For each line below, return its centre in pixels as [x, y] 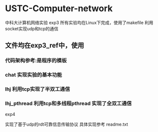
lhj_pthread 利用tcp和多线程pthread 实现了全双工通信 [68, 104]
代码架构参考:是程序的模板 [36, 60]
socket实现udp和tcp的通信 [32, 28]
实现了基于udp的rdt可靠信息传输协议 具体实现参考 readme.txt [67, 124]
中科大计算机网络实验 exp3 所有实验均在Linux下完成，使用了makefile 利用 [79, 22]
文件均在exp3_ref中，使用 [45, 46]
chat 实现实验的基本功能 [34, 75]
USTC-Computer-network [59, 9]
